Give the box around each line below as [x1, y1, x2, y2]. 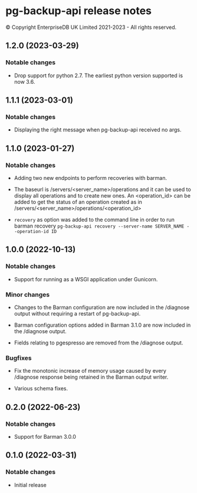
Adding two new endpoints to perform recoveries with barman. [14, 175, 168, 181]
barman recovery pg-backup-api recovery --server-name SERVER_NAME [14, 222, 185, 229]
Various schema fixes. [14, 385, 68, 392]
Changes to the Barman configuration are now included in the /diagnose [14, 304, 190, 311]
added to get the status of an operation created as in [14, 199, 143, 205]
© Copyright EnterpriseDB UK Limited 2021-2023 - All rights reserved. [5, 24, 177, 31]
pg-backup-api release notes [5, 4, 152, 18]
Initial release [14, 481, 47, 488]
